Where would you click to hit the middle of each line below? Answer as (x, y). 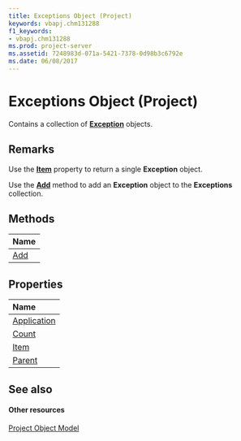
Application (34, 321)
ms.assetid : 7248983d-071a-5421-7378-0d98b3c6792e (96, 54)
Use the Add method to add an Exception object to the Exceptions (120, 184)
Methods (32, 219)
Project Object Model (44, 428)
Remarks (32, 150)
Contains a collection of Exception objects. (80, 123)
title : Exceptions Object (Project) (70, 16)
